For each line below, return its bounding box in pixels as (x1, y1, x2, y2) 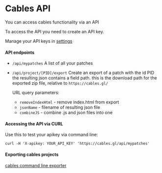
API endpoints (5, 49, 35, 55)
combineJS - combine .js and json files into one (19, 110, 113, 116)
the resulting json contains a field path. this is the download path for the (12, 75, 158, 81)
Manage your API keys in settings (5, 38, 72, 44)
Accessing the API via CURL (5, 121, 63, 126)
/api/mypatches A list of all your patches (12, 60, 93, 66)
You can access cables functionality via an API (5, 19, 99, 25)
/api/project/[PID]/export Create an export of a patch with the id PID (12, 70, 155, 76)
